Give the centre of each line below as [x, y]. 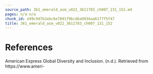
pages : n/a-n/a [21, 14]
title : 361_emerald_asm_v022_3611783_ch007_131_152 [59, 23]
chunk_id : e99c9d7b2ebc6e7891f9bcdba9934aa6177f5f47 [60, 19]
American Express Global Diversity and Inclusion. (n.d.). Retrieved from [76, 61]
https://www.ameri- [25, 66]
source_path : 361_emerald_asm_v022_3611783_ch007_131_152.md [69, 10]
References [29, 48]
